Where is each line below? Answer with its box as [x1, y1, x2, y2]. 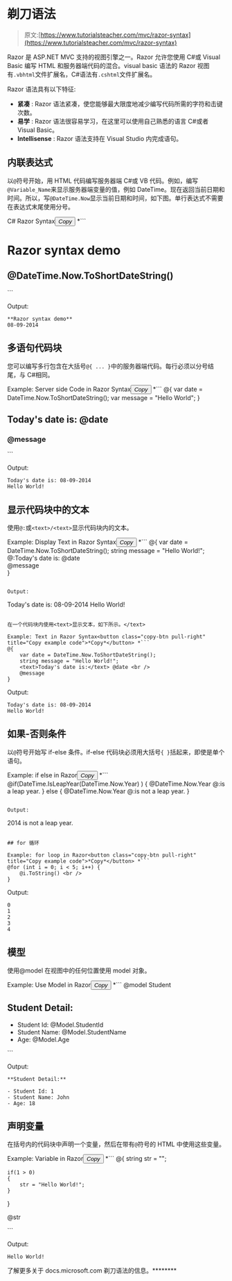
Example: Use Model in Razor [7, 980, 91, 989]
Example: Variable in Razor [7, 1155, 84, 1163]
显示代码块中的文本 [7, 504, 89, 515]
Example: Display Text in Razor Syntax [7, 538, 116, 546]
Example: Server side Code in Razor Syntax [7, 385, 132, 393]
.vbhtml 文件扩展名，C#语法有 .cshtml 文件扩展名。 [13, 70, 157, 78]
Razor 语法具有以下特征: [7, 85, 76, 93]
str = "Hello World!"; [19, 1182, 85, 1189]
